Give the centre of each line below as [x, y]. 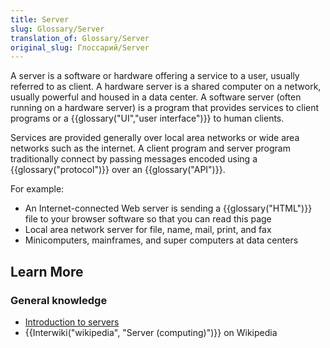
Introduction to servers [72, 322]
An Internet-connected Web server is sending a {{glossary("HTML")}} [168, 208]
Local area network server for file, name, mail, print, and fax [148, 230]
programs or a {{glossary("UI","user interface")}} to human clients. [147, 118]
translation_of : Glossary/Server [80, 38]
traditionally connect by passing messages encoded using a [134, 159]
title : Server [40, 19]
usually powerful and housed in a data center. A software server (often [156, 97]
